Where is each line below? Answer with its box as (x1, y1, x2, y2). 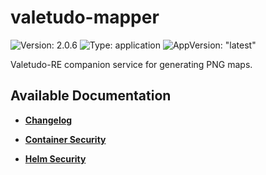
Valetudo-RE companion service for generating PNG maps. (10, 58, 253, 70)
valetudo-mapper (10, 6, 160, 29)
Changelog (24, 114, 73, 126)
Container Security (24, 133, 107, 145)
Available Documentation (10, 87, 172, 105)
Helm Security (24, 152, 87, 165)
